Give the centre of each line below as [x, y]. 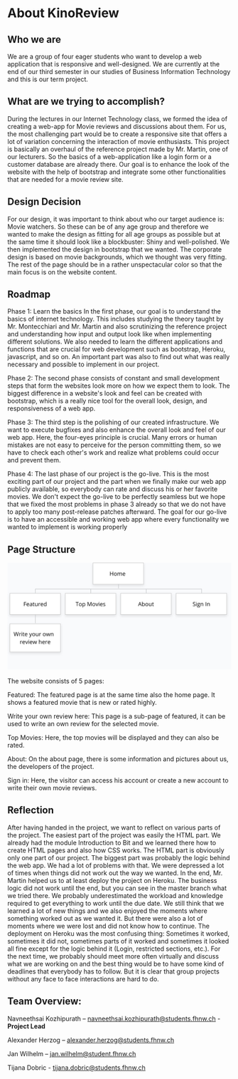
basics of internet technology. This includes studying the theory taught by [115, 319]
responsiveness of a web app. [52, 408]
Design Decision [44, 202]
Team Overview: [44, 1002]
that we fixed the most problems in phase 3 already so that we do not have [117, 505]
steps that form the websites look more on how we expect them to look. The [119, 386]
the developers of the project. [51, 766]
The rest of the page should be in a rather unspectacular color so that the [115, 264]
